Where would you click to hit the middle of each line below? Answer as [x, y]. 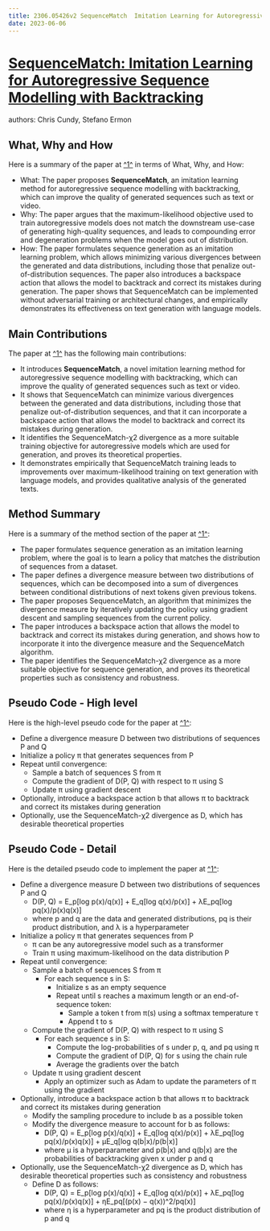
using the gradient [74, 1090]
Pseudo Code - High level [73, 703]
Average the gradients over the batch [117, 1064]
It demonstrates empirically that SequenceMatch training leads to [128, 464]
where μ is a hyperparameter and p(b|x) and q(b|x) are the [141, 1150]
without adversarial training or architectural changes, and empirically [134, 300]
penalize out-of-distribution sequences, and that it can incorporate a [133, 412]
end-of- [226, 996]
